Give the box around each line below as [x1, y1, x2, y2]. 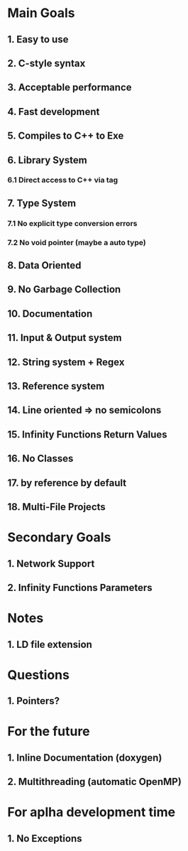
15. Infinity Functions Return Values [7, 428, 168, 440]
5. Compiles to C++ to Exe [7, 130, 124, 142]
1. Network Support [7, 558, 95, 570]
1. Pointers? [7, 695, 60, 708]
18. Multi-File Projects [7, 501, 106, 513]
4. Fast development [7, 105, 100, 118]
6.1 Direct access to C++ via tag [7, 175, 118, 185]
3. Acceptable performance [7, 82, 133, 94]
